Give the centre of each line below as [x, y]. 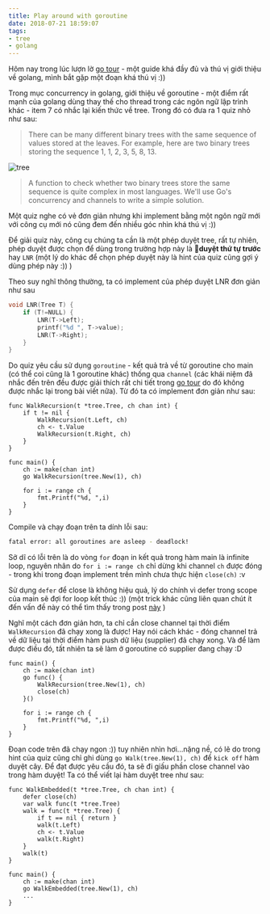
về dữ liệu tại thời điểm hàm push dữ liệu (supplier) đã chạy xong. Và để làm [134, 640]
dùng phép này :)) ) [40, 266]
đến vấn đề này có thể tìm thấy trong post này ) [87, 608]
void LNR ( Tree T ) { [41, 305]
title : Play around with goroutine [68, 16]
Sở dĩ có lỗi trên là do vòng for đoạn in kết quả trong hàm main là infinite [129, 558]
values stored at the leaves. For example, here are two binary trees [139, 143]
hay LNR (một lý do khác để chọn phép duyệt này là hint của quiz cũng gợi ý [134, 257]
